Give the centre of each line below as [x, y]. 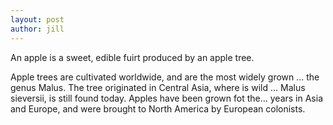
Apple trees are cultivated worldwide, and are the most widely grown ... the [165, 77]
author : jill [37, 29]
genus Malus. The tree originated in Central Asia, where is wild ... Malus [158, 87]
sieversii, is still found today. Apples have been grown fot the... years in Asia [166, 98]
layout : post [37, 19]
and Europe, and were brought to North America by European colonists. [158, 108]
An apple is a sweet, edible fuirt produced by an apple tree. [132, 57]
